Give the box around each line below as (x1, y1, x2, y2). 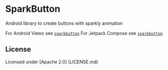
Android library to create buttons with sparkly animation (5, 20, 123, 26)
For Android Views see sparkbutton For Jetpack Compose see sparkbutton (5, 30, 163, 36)
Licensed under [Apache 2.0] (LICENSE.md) (5, 59, 98, 65)
